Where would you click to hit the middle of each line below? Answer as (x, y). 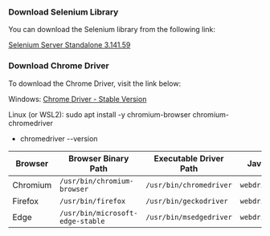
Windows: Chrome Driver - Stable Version (78, 99)
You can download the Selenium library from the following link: (112, 30)
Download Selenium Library (63, 12)
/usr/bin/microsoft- (98, 213)
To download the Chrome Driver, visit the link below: (95, 83)
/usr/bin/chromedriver (189, 185)
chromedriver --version (59, 138)
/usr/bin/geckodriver (187, 201)
